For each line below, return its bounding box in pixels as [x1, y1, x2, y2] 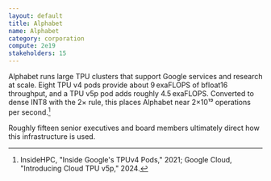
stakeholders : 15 [8, 49, 67, 57]
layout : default [8, 11, 63, 20]
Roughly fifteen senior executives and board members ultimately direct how [8, 123, 260, 133]
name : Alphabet [8, 27, 60, 35]
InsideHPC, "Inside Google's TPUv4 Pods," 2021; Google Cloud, [19, 154, 232, 164]
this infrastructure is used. [8, 131, 96, 141]
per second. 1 [8, 106, 51, 117]
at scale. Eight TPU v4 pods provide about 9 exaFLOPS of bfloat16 [8, 80, 228, 90]
